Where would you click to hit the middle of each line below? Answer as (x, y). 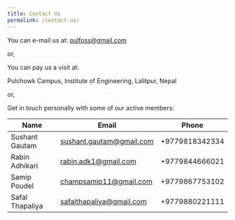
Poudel (22, 186)
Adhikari (24, 166)
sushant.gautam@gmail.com (107, 141)
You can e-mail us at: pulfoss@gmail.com (67, 40)
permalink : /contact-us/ (43, 20)
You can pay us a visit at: (43, 67)
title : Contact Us (34, 14)
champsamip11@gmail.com (106, 181)
